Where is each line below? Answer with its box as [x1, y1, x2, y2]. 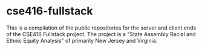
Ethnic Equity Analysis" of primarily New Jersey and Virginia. [6, 37, 158, 44]
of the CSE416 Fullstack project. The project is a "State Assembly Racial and [6, 30, 197, 37]
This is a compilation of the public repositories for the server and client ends [6, 24, 197, 31]
